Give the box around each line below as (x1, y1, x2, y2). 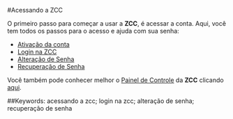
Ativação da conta (17, 40, 70, 48)
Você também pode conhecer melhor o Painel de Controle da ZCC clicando (7, 76, 225, 84)
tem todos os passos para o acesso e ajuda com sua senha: (7, 27, 179, 35)
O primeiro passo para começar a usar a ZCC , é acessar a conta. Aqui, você (7, 19, 227, 27)
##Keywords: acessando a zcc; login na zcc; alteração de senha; (7, 97, 195, 105)
